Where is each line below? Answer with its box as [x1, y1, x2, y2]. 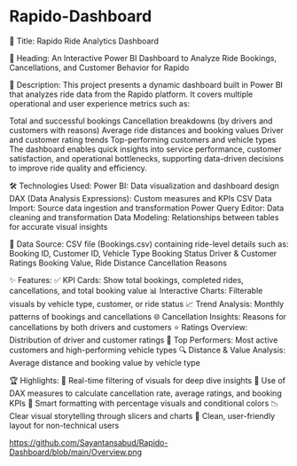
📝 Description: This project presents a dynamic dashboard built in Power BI [9, 79, 284, 90]
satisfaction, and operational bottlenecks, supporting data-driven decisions [9, 153, 285, 163]
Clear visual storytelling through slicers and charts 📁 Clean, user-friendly [9, 410, 276, 421]
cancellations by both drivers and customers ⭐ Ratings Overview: [9, 321, 248, 332]
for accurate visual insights [9, 221, 108, 232]
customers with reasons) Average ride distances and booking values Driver [9, 124, 284, 135]
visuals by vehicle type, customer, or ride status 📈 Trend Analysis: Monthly [9, 298, 285, 309]
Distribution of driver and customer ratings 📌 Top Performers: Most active [9, 335, 278, 345]
